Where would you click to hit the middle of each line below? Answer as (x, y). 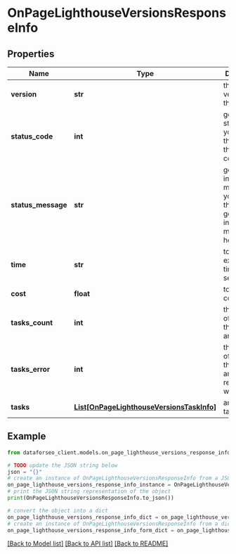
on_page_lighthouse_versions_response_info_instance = (89, 485)
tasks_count (32, 323)
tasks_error (31, 369)
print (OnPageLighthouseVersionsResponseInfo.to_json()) (91, 498)
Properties (31, 54)
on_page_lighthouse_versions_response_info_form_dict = (91, 530)
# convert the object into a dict (58, 510)
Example (27, 436)
